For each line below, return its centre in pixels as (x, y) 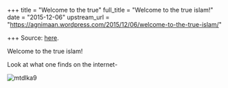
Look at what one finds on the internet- (62, 64)
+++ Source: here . (33, 38)
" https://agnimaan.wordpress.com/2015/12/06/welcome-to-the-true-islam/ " (114, 24)
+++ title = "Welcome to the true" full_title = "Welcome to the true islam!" (110, 10)
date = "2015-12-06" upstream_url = (58, 17)
